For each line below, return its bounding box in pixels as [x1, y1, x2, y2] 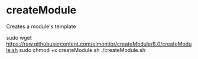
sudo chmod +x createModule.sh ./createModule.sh [19, 46, 146, 53]
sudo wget [6, 34, 33, 41]
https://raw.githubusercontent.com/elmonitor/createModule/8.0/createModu [6, 40, 192, 47]
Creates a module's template [6, 23, 76, 30]
